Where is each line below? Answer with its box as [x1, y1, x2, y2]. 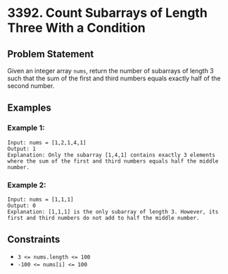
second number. [7, 82, 55, 89]
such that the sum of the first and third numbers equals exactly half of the [7, 74, 221, 82]
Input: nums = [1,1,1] [7, 196, 74, 203]
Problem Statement [7, 48, 94, 60]
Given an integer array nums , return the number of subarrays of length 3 [7, 67, 214, 75]
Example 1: [7, 123, 45, 133]
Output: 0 [7, 202, 37, 209]
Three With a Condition [7, 20, 146, 36]
